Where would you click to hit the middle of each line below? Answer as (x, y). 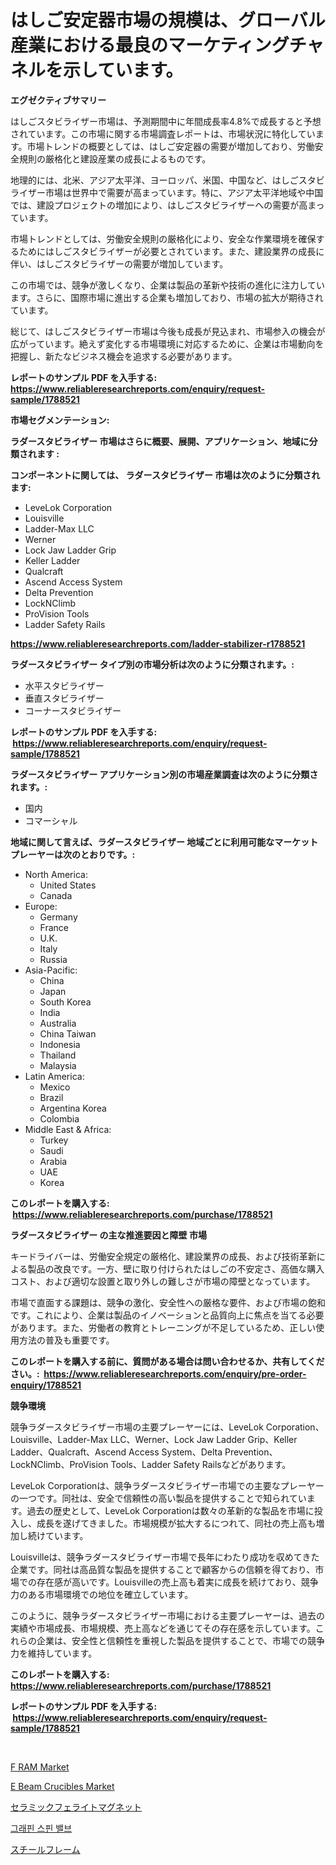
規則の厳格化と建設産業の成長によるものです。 (115, 158)
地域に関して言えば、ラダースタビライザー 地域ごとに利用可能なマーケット (164, 842)
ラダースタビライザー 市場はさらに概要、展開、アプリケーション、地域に (160, 441)
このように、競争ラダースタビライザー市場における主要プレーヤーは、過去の (167, 1615)
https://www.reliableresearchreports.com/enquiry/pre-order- (175, 1373)
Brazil (51, 1097)
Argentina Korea (73, 1108)
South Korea (65, 1002)
